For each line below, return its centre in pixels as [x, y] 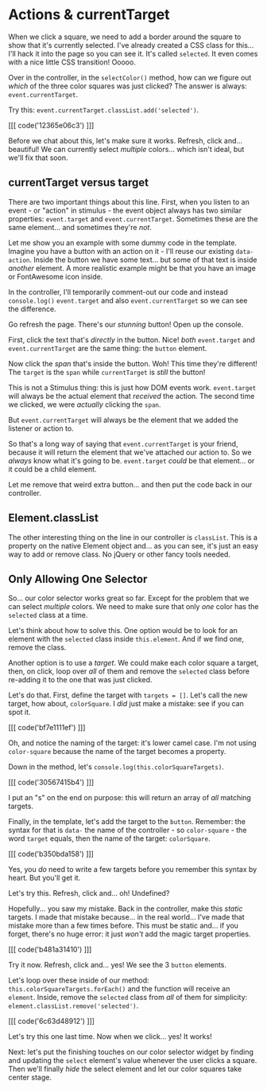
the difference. [33, 309]
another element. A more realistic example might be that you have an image [132, 268]
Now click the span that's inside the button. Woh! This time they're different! [133, 363]
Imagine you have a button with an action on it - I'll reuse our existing [121, 251]
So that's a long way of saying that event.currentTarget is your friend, [123, 443]
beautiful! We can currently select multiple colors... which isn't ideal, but [126, 149]
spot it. [19, 712]
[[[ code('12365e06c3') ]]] [51, 125]
